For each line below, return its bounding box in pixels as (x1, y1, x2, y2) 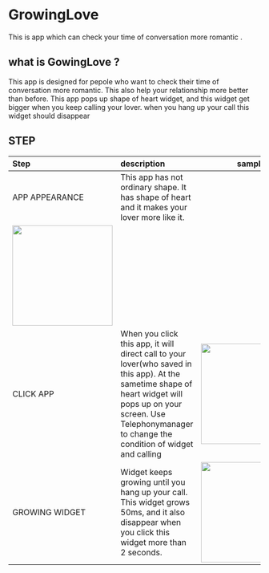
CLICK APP (12, 388, 54, 399)
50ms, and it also (120, 506, 186, 518)
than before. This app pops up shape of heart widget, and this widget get (8, 94, 250, 104)
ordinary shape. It (120, 181, 187, 193)
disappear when (120, 516, 182, 527)
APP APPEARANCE (12, 191, 84, 202)
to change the (120, 428, 173, 439)
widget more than (120, 536, 187, 547)
